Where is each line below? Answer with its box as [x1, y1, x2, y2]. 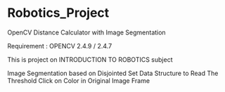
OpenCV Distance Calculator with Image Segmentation [7, 28, 167, 37]
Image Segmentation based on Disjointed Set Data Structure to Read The [7, 69, 219, 77]
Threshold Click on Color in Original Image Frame [7, 76, 150, 85]
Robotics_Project [7, 5, 110, 21]
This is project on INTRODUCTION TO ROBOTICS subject [7, 55, 173, 64]
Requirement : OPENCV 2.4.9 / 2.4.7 [7, 41, 112, 50]
